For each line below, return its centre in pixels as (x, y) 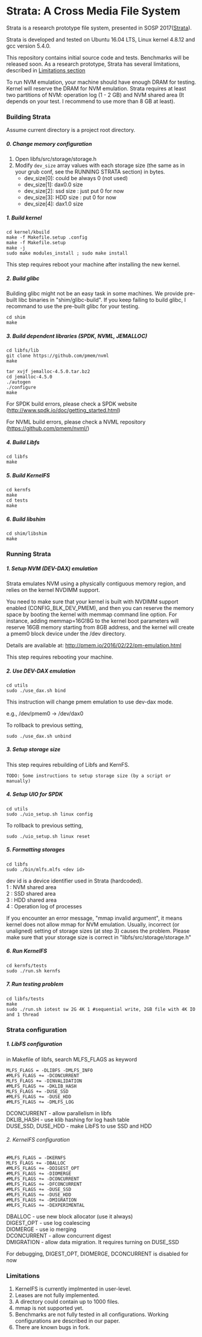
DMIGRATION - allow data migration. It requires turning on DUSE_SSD (93, 1242)
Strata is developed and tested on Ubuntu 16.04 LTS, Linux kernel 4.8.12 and (101, 39)
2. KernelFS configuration (38, 1140)
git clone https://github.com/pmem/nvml (58, 356)
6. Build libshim (26, 519)
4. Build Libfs (23, 442)
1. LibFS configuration (34, 1044)
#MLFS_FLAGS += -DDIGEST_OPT (43, 1168)
